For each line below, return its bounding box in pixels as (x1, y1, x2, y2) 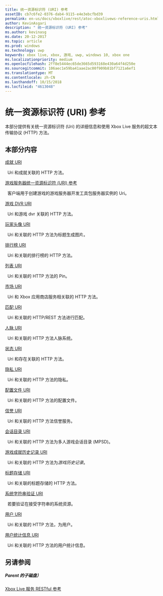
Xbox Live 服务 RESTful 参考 (5, 586, 62, 592)
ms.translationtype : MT (5, 71, 53, 76)
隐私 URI (5, 366, 22, 372)
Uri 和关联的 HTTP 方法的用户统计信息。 (7, 542, 88, 548)
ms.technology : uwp (5, 48, 45, 53)
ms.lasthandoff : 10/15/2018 (5, 79, 62, 84)
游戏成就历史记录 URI (5, 449, 48, 455)
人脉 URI (5, 325, 22, 331)
